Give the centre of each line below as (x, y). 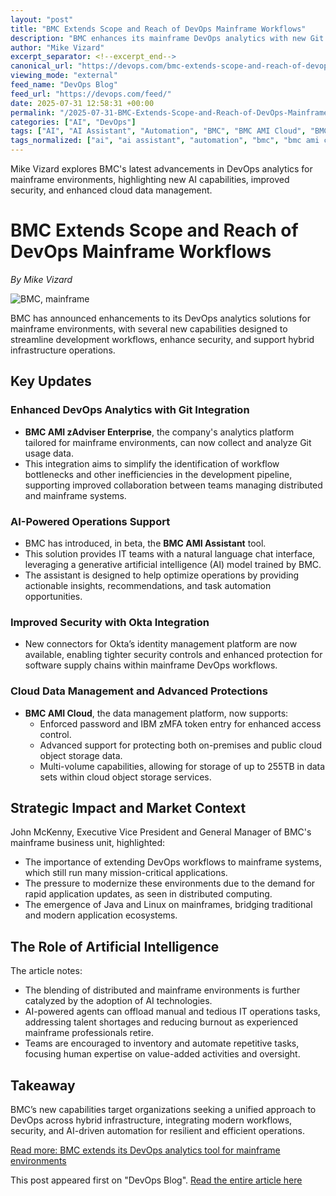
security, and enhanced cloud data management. (111, 190)
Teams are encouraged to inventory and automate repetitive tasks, (162, 1043)
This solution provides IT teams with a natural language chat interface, (170, 553)
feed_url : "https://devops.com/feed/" (91, 94)
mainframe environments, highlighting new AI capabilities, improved (150, 179)
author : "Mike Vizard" (57, 47)
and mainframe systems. (75, 495)
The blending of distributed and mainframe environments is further (162, 990)
